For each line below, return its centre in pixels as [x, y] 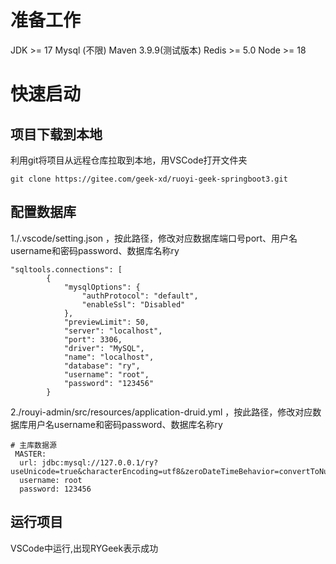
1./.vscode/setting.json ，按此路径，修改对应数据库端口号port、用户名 [154, 238]
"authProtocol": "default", [140, 296]
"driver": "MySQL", [104, 348]
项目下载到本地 [56, 134]
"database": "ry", [102, 366]
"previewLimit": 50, [106, 322]
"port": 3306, [93, 339]
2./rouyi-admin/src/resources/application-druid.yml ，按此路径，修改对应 [161, 412]
